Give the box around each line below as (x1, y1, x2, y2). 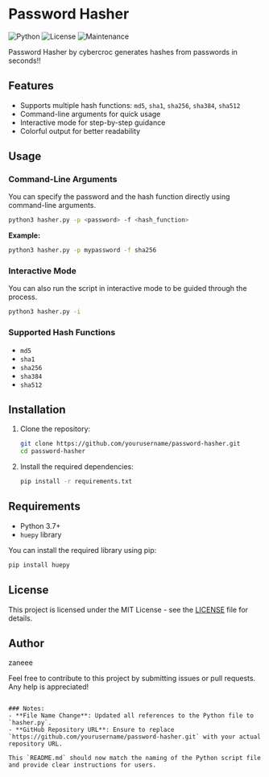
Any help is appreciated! (8, 682, 89, 692)
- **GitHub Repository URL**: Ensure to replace (8, 726, 175, 734)
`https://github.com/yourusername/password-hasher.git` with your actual (8, 733, 262, 742)
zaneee (8, 658, 34, 667)
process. (8, 292, 38, 302)
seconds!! (8, 56, 42, 65)
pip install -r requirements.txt (19, 477, 133, 486)
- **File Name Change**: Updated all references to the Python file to (8, 712, 254, 720)
